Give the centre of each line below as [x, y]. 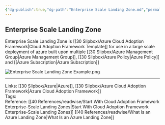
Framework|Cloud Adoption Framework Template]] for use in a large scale [80, 47]
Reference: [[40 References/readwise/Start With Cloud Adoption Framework [82, 102]
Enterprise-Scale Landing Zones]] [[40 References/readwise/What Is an [78, 112]
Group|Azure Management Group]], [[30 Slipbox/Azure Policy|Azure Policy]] [82, 57]
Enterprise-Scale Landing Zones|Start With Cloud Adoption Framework [77, 107]
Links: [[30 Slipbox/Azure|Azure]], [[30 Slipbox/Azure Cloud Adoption [76, 86]
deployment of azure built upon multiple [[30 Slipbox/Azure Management [79, 52]
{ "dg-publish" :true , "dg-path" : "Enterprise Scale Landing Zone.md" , [76, 10]
